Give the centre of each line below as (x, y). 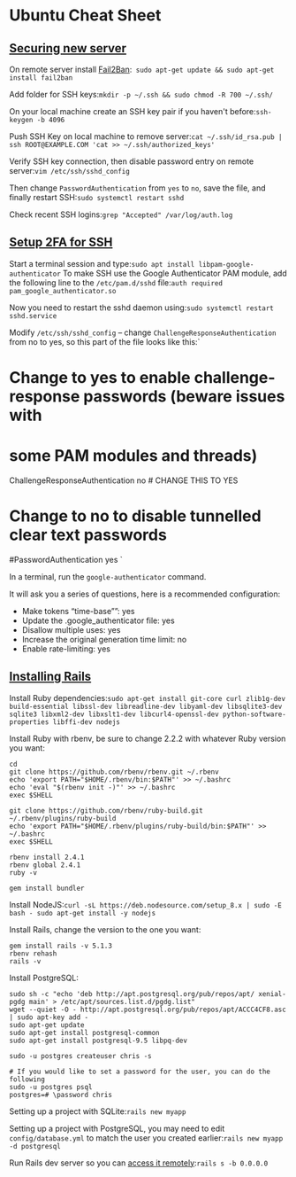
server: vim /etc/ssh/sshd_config (69, 171)
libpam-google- (226, 264)
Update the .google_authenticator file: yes (98, 620)
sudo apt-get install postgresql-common (85, 1033)
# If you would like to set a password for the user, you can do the (140, 1072)
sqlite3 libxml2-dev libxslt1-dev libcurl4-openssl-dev (114, 714)
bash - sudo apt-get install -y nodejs (83, 913)
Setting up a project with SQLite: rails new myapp (98, 1111)
